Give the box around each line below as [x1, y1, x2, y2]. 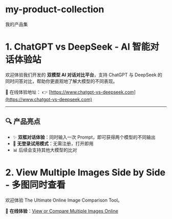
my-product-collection [5, 4, 104, 15]
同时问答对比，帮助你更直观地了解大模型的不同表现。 [5, 78, 118, 84]
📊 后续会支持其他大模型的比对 [12, 147, 77, 153]
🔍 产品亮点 [5, 117, 41, 126]
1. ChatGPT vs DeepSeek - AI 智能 [5, 41, 150, 53]
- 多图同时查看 [5, 179, 66, 190]
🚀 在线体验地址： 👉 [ [5, 89, 51, 95]
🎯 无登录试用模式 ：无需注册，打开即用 [12, 140, 94, 146]
